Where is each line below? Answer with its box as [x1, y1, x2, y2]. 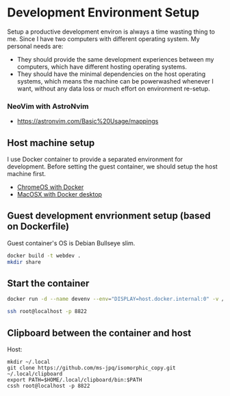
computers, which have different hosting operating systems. [16, 62, 187, 71]
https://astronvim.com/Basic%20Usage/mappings [16, 117, 159, 125]
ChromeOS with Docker [16, 183, 84, 191]
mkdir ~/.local [7, 358, 51, 365]
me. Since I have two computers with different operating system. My [7, 34, 200, 42]
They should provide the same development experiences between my [16, 55, 214, 63]
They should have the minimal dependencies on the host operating [16, 70, 206, 78]
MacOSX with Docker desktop [16, 190, 103, 199]
